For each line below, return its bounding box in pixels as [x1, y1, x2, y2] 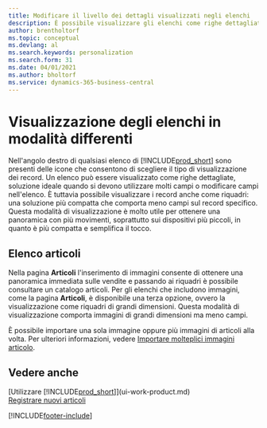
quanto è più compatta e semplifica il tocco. [8, 224, 153, 234]
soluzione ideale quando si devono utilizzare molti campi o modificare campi [8, 181, 259, 191]
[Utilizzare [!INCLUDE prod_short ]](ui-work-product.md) [8, 387, 191, 397]
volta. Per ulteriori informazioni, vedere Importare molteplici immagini [8, 334, 235, 344]
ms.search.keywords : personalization [8, 49, 133, 57]
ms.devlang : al [8, 41, 59, 49]
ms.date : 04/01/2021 [8, 64, 77, 72]
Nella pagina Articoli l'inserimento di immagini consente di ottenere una [8, 268, 244, 277]
